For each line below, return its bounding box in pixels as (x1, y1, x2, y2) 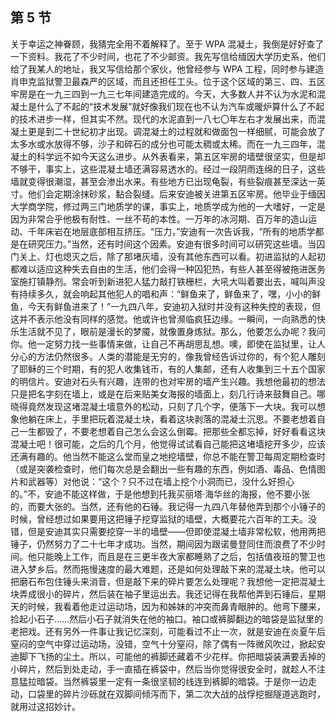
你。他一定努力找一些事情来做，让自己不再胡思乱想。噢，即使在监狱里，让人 (10, 338, 326, 350)
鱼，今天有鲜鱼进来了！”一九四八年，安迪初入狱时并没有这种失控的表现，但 (10, 300, 322, 312)
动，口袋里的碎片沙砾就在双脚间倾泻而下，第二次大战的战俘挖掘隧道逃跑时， (10, 688, 326, 700)
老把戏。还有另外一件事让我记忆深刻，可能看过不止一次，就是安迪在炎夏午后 (10, 625, 326, 637)
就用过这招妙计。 (10, 700, 81, 712)
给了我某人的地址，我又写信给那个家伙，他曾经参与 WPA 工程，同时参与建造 (10, 63, 325, 75)
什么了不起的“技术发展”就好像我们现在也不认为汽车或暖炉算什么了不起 (36, 100, 325, 112)
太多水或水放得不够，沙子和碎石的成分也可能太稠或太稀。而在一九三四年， (10, 138, 317, 150)
